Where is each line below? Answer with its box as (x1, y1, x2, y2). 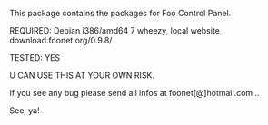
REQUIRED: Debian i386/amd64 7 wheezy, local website (9, 25, 220, 35)
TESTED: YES (9, 53, 61, 62)
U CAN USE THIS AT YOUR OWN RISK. (9, 70, 155, 81)
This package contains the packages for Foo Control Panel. (9, 8, 232, 18)
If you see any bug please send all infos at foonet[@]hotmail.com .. (9, 88, 261, 98)
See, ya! (9, 105, 40, 116)
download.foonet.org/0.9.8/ (9, 35, 113, 45)
